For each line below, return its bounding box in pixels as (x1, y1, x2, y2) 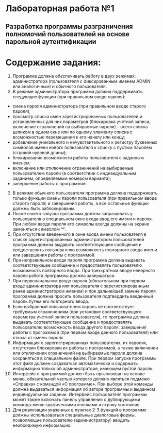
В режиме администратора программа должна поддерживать (12, 88, 143, 94)
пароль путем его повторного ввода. (12, 298, 89, 304)
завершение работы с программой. (12, 180, 87, 186)
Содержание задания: (5, 57, 101, 68)
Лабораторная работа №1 (5, 3, 114, 14)
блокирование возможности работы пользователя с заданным (12, 155, 144, 160)
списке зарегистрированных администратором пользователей (12, 236, 145, 242)
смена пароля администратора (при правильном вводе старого (12, 103, 146, 109)
